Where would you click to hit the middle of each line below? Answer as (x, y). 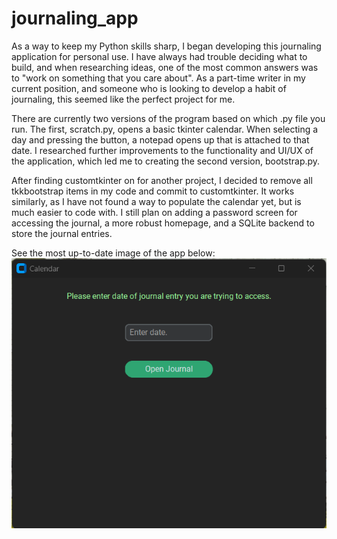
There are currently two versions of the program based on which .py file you (168, 118)
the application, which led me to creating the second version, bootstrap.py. (166, 161)
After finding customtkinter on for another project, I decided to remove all (162, 180)
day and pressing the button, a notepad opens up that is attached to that (160, 139)
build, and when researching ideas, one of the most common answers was (165, 67)
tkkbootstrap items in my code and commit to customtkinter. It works (153, 191)
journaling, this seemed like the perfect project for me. (123, 99)
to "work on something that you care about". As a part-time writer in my (158, 78)
